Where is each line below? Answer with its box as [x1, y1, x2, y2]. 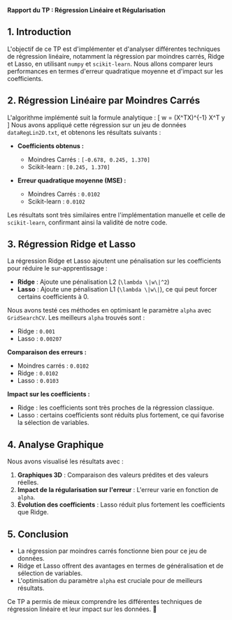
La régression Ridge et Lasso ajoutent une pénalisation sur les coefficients [7, 257, 222, 265]
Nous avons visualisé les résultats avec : [7, 457, 124, 466]
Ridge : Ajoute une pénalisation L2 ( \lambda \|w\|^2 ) [17, 277, 170, 286]
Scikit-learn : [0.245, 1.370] [27, 162, 110, 171]
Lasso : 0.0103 [17, 377, 59, 385]
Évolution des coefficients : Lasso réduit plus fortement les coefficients [17, 500, 226, 509]
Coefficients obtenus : [17, 141, 84, 150]
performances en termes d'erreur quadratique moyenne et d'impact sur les [7, 66, 224, 75]
